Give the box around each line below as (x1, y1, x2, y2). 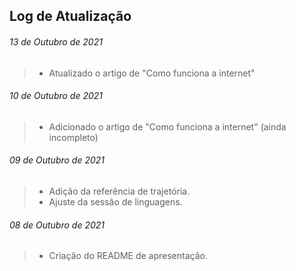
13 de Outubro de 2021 (9, 35, 103, 48)
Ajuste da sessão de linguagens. (48, 196, 183, 208)
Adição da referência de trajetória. (48, 185, 191, 197)
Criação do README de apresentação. (48, 250, 208, 262)
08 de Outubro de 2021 (9, 219, 105, 231)
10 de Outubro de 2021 (9, 90, 104, 102)
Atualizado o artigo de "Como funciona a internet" (48, 67, 256, 79)
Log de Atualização (9, 8, 132, 25)
